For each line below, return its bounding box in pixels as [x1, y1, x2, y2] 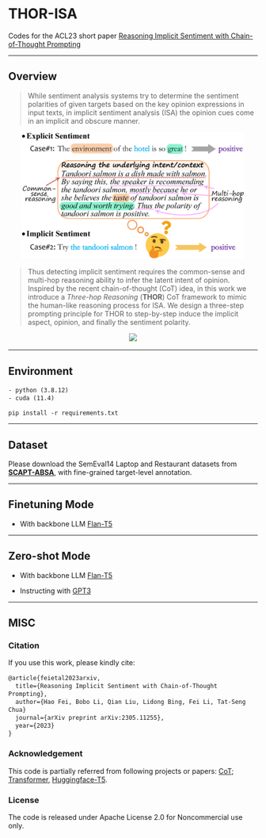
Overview [8, 70, 58, 83]
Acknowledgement [8, 748, 83, 760]
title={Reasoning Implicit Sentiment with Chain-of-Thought [15, 683, 218, 691]
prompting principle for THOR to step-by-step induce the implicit [27, 309, 239, 319]
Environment [8, 364, 74, 377]
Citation [8, 640, 40, 651]
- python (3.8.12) [8, 386, 69, 395]
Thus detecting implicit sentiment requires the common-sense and [27, 267, 245, 277]
